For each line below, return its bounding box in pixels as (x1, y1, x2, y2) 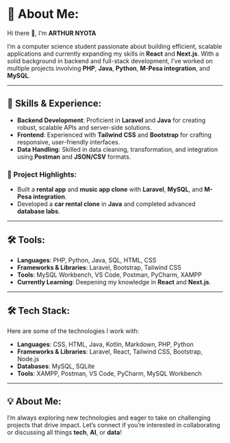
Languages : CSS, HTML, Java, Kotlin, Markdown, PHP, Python (16, 340, 194, 348)
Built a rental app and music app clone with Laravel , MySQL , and (16, 185, 203, 194)
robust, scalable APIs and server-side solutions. (16, 123, 152, 131)
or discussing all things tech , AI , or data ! (7, 429, 122, 437)
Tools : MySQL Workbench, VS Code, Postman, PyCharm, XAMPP (16, 271, 202, 279)
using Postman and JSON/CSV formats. (16, 152, 131, 161)
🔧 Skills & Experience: (7, 98, 102, 109)
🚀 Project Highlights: (7, 170, 77, 179)
